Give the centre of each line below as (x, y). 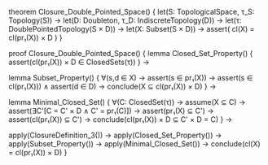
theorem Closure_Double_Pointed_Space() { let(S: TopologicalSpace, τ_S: (132, 12)
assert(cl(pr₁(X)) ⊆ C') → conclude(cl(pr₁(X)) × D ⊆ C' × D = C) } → (121, 119)
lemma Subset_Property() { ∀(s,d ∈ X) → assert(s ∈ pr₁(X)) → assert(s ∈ (131, 78)
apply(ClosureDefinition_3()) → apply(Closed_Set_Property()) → (115, 135)
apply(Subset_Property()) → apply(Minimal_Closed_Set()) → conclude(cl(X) (134, 144)
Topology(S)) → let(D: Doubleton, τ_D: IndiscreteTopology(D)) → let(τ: (125, 20)
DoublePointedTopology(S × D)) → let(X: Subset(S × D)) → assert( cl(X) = (132, 29)
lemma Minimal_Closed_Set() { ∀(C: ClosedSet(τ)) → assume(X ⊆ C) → (127, 102)
